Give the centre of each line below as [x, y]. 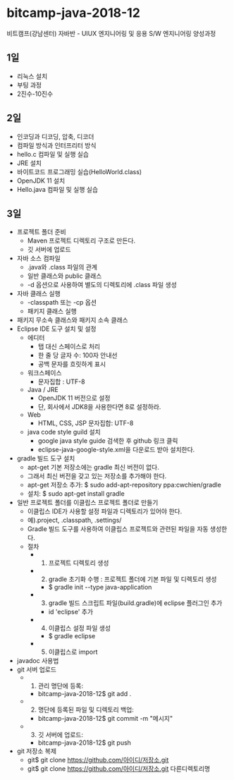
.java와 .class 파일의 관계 [62, 267]
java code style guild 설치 [64, 432]
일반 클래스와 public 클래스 [64, 276]
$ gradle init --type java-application [100, 587]
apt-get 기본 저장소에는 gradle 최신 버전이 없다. [93, 468]
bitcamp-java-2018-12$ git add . [85, 694]
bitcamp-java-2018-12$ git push [85, 743]
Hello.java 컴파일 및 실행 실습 [57, 189]
